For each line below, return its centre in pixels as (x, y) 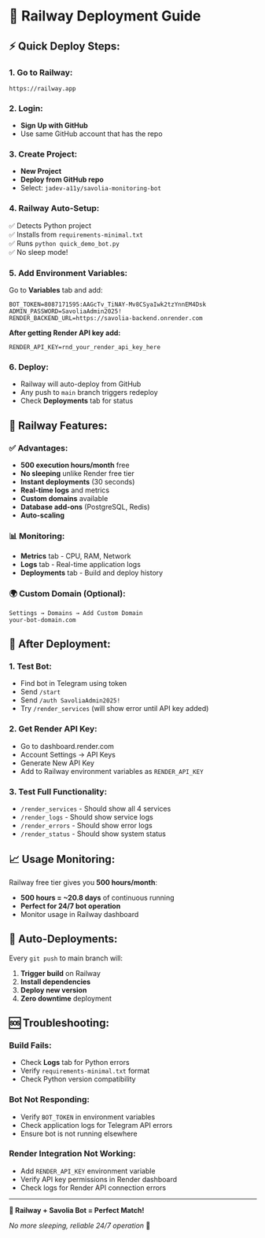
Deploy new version (53, 989)
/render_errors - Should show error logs (86, 825)
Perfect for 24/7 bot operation (70, 906)
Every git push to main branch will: (66, 958)
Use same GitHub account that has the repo (92, 134)
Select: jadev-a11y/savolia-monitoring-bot (91, 188)
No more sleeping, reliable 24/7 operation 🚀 (80, 1225)
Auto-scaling (42, 515)
